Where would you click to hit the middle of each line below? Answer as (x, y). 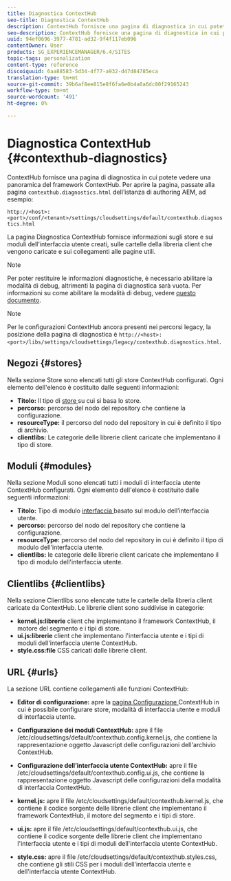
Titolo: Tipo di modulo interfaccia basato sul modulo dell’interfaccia (113, 511)
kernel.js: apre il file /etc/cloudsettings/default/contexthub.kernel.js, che (120, 801)
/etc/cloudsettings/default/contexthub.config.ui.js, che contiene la (111, 773)
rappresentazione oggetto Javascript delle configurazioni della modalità (119, 780)
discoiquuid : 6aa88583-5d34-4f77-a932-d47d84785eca (82, 71)
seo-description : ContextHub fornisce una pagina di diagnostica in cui (113, 33)
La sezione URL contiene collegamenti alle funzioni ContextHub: (98, 689)
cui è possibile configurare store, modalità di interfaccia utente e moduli (119, 710)
